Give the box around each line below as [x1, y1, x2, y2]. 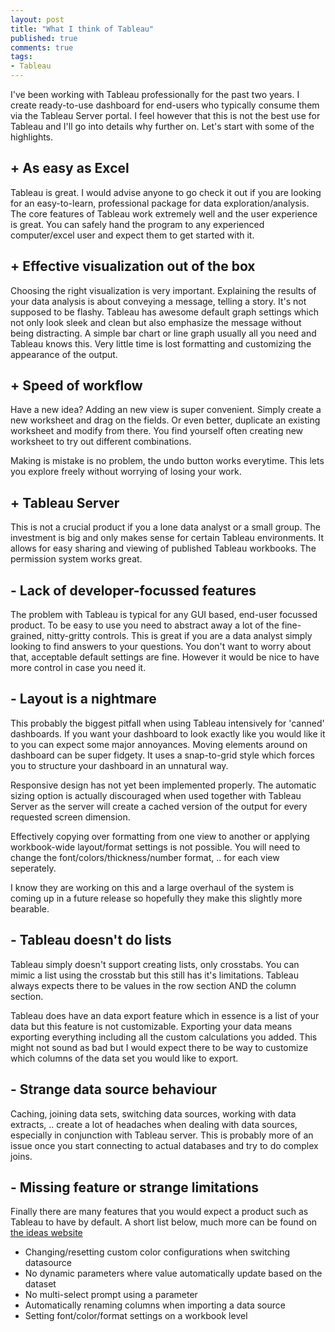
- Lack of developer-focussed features [10, 582, 257, 599]
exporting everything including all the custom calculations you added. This [10, 1031, 318, 1043]
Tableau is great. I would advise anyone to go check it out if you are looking [10, 186, 322, 198]
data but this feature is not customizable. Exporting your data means [10, 1020, 293, 1032]
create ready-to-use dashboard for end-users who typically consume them [10, 99, 320, 111]
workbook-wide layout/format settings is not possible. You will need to [10, 841, 301, 853]
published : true [10, 33, 78, 43]
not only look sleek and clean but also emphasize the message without [10, 316, 302, 328]
